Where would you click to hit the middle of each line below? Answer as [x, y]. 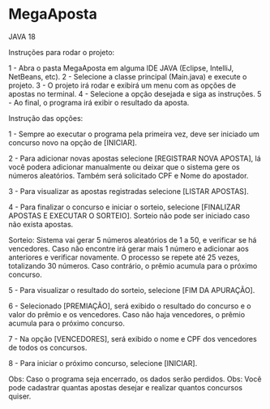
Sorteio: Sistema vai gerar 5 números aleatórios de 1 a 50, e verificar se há [133, 239]
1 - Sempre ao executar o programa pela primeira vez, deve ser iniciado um [134, 134]
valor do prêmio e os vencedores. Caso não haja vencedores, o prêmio [127, 314]
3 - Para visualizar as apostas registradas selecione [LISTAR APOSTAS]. [129, 191]
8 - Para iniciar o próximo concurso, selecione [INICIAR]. [103, 363]
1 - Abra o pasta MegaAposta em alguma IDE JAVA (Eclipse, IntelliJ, [121, 68]
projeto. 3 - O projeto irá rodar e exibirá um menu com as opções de [122, 85]
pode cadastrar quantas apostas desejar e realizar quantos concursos [126, 387]
